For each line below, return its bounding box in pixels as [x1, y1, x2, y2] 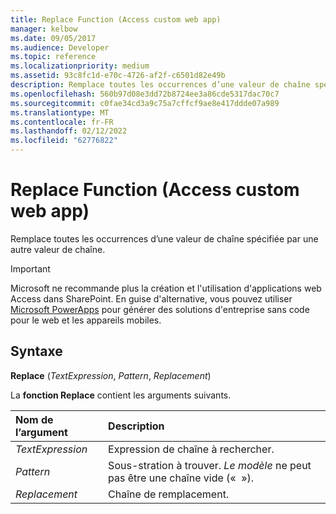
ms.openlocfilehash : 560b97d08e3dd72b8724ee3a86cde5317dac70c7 [10, 89, 280, 99]
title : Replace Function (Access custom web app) [10, 14, 222, 25]
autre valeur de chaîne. [10, 243, 106, 255]
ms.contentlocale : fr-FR [10, 117, 114, 127]
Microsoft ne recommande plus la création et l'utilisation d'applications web [10, 282, 322, 294]
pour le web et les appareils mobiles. [10, 314, 162, 326]
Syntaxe [10, 343, 63, 360]
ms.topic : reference [10, 52, 97, 62]
